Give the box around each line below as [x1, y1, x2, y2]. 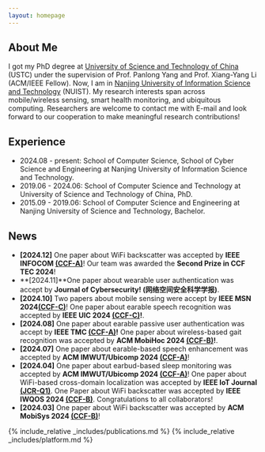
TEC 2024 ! [19, 267, 56, 277]
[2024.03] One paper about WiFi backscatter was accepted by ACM [19, 403, 244, 412]
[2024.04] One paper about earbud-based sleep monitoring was [19, 361, 232, 371]
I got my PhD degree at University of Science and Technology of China [8, 62, 239, 71]
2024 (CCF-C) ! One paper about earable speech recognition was [19, 302, 232, 312]
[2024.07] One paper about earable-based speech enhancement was [19, 345, 248, 354]
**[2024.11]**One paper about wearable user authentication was [19, 276, 235, 285]
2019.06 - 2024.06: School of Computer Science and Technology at [19, 181, 241, 190]
